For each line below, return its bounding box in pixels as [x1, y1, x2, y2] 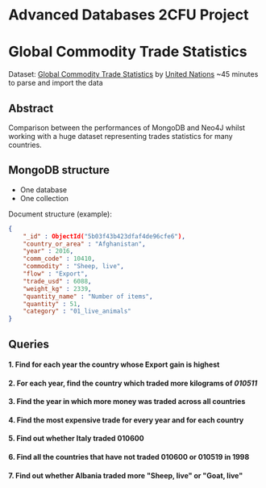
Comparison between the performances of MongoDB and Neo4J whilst [8, 123, 246, 133]
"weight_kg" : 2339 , [23, 284, 92, 292]
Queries [8, 337, 50, 351]
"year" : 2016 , [23, 247, 74, 255]
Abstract [8, 101, 54, 115]
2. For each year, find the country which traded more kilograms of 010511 [8, 378, 258, 388]
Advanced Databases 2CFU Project [8, 6, 249, 24]
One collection [19, 193, 69, 203]
